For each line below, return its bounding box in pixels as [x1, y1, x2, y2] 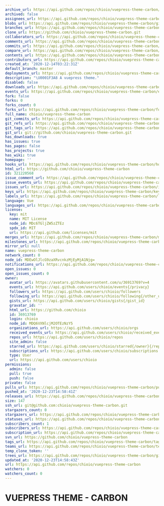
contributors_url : [5, 57, 42, 62]
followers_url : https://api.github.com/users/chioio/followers [9, 289, 141, 294]
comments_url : [5, 39, 34, 44]
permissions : [5, 362, 32, 367]
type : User [9, 353, 32, 358]
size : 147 [5, 398, 25, 404]
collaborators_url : [5, 35, 45, 40]
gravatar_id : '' [9, 303, 42, 308]
